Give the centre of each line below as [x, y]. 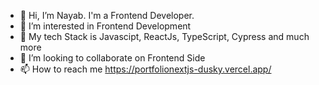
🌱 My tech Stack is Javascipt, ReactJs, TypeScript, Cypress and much [164, 36]
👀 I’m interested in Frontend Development [105, 26]
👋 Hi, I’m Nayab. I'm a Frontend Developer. [107, 15]
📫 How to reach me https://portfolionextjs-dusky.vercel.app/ [145, 69]
